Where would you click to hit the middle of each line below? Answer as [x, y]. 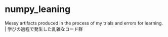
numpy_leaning [38, 9]
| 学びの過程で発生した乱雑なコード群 [44, 29]
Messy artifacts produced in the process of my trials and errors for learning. [84, 23]
